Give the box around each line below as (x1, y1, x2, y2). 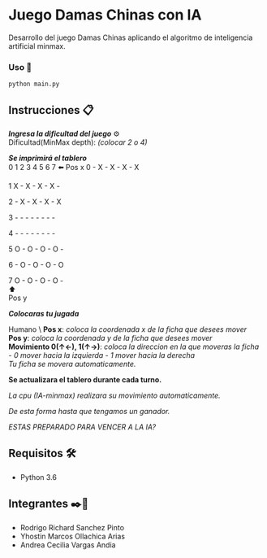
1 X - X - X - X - (8, 181, 61, 191)
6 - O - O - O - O (8, 260, 64, 270)
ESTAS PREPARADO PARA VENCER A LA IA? (8, 422, 157, 432)
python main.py (8, 80, 60, 89)
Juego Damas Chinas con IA (8, 6, 202, 24)
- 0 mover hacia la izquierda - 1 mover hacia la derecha (8, 351, 196, 360)
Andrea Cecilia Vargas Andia (19, 539, 116, 550)
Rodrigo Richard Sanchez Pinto (19, 522, 124, 532)
